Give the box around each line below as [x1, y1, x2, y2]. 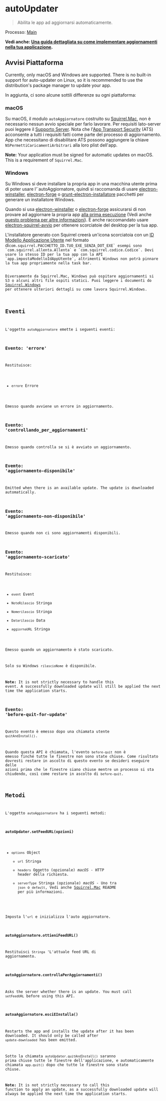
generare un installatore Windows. [5, 197, 75, 203]
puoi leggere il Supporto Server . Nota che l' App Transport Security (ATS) [5, 126, 154, 132]
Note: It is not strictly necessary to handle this [5, 679, 114, 685]
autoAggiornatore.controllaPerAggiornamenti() [5, 972, 103, 978]
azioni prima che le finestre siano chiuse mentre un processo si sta [5, 767, 154, 772]
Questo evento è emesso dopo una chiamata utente [5, 729, 110, 734]
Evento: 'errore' [5, 346, 47, 351]
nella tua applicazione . [5, 44, 53, 50]
